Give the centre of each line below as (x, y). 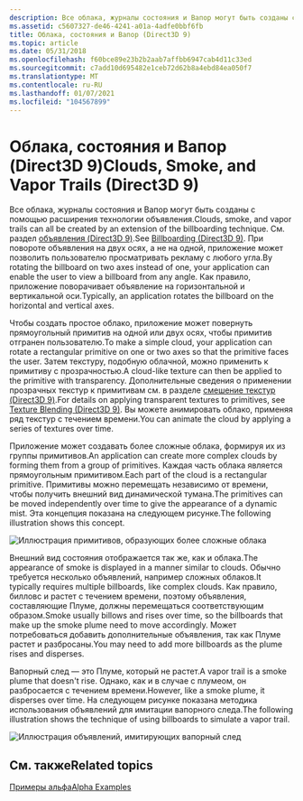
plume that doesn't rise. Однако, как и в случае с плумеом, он (128, 681)
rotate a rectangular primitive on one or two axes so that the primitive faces (149, 352)
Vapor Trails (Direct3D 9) (105, 185)
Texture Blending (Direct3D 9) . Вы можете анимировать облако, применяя (151, 410)
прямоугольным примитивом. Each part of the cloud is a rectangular (138, 475)
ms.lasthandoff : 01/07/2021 (62, 93)
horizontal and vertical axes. (62, 306)
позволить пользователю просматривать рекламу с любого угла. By (141, 257)
